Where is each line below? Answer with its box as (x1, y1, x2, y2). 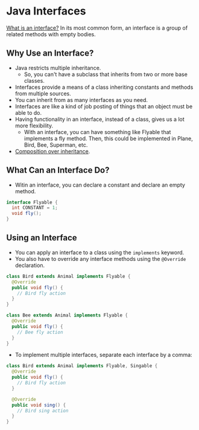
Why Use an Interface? (6, 48, 94, 59)
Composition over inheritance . (14, 147, 90, 155)
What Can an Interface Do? (6, 165, 110, 176)
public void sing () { (11, 402, 66, 408)
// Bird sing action (17, 408, 69, 414)
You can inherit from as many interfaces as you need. (14, 96, 148, 103)
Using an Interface (6, 233, 77, 243)
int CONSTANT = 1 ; (11, 205, 58, 211)
